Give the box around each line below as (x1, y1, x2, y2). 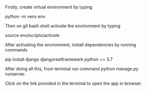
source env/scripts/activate (5, 33, 60, 38)
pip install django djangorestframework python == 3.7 (5, 56, 113, 62)
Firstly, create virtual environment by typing (5, 4, 92, 10)
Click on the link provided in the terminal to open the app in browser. (5, 80, 142, 86)
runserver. (5, 71, 26, 77)
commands (5, 47, 28, 53)
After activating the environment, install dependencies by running (5, 42, 136, 48)
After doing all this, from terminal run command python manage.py (5, 66, 139, 72)
